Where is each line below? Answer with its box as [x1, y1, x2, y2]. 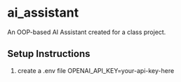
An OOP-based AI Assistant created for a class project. [7, 28, 166, 36]
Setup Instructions [7, 48, 90, 60]
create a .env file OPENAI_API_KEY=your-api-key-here [17, 66, 175, 74]
